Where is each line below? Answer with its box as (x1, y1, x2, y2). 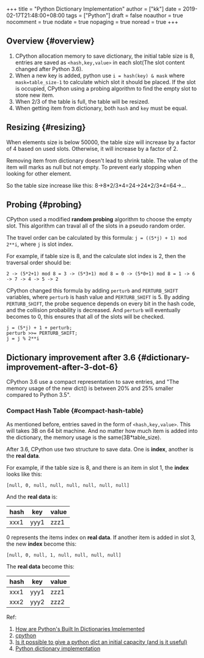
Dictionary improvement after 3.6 (6, 352, 136, 362)
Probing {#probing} (6, 199, 82, 210)
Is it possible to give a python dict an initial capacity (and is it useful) (15, 638, 188, 646)
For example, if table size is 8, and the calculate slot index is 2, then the (6, 253, 186, 260)
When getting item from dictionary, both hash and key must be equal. (15, 104, 188, 112)
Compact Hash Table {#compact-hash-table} (6, 407, 144, 415)
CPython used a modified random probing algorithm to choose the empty (6, 216, 192, 223)
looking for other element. (6, 170, 72, 177)
